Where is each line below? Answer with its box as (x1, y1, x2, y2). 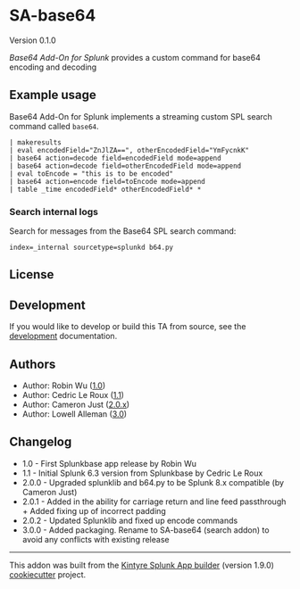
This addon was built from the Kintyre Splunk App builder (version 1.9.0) (9, 560, 275, 570)
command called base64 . (9, 120, 100, 131)
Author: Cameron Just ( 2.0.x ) (21, 399, 130, 411)
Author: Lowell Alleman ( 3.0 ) (21, 409, 128, 419)
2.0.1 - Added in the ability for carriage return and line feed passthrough (21, 496, 287, 507)
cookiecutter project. (9, 568, 87, 580)
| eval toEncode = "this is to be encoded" (9, 169, 174, 178)
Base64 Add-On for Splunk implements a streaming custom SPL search (9, 111, 272, 121)
